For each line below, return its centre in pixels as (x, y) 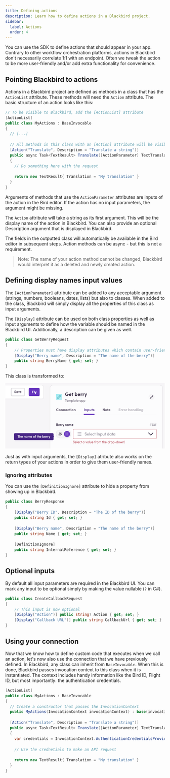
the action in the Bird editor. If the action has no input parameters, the (78, 203)
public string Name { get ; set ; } (51, 534)
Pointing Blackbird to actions (52, 80)
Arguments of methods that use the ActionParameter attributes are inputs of (84, 197)
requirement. (18, 250)
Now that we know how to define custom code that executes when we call (83, 653)
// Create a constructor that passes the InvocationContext (74, 706)
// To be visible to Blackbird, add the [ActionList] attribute (74, 112)
